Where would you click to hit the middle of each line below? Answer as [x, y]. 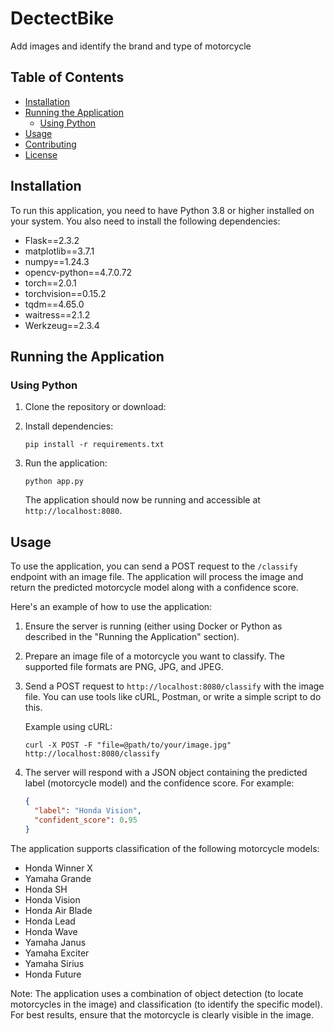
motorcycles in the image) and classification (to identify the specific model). [166, 1004]
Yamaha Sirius [54, 963]
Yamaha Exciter [57, 953]
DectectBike [62, 18]
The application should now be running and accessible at [142, 500]
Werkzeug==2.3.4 [62, 325]
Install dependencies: [69, 426]
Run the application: [66, 463]
